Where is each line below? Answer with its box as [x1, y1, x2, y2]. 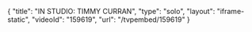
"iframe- [216, 7, 245, 16]
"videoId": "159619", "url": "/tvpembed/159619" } [32, 15, 191, 24]
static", [7, 15, 31, 24]
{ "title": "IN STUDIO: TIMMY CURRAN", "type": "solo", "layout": [7, 7, 216, 16]
